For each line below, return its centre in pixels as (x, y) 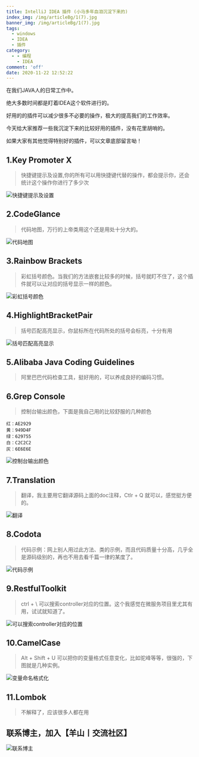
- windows (24, 34)
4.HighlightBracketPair (50, 315)
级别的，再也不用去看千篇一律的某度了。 (86, 557)
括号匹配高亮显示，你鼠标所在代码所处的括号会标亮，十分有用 (97, 331)
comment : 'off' (25, 67)
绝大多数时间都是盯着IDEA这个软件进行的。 (59, 103)
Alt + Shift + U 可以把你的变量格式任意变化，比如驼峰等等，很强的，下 (107, 658)
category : (18, 51)
